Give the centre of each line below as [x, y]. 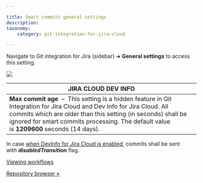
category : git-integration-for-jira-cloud [71, 34]
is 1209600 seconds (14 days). [55, 129]
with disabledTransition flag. [43, 150]
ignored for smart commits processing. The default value [90, 122]
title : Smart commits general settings [56, 17]
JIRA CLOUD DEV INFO [101, 89]
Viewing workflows [30, 162]
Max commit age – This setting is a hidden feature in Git [91, 99]
